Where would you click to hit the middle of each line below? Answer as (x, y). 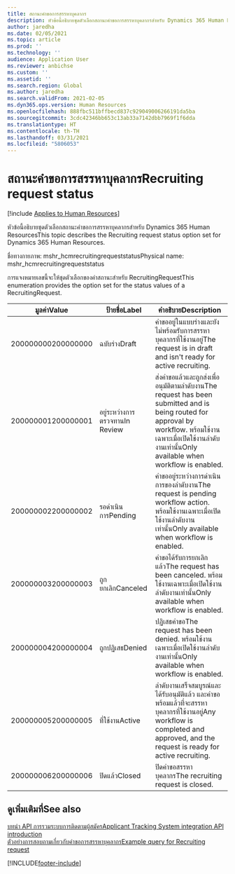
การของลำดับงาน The (183, 485)
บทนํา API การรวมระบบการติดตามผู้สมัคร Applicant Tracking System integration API (115, 826)
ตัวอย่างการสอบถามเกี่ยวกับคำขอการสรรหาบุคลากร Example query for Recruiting (106, 841)
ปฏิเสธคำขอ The (177, 622)
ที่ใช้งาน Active (120, 721)
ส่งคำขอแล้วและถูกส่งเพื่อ (187, 377)
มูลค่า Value (51, 310)
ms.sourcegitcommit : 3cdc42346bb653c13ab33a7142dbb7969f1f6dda (101, 118)
